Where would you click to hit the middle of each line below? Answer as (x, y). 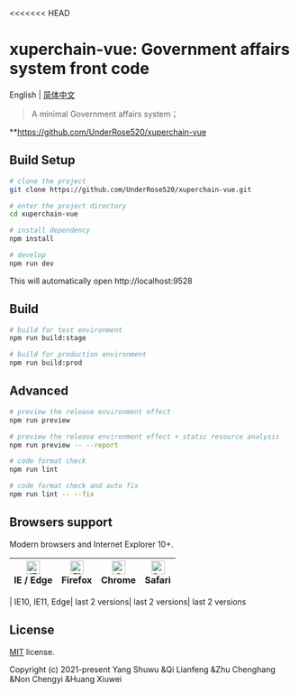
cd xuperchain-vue (44, 214)
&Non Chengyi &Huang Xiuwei (66, 679)
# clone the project (48, 181)
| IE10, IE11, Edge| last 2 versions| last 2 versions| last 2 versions (128, 601)
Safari (158, 579)
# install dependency (50, 231)
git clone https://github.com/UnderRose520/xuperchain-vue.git (131, 189)
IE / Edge (33, 579)
